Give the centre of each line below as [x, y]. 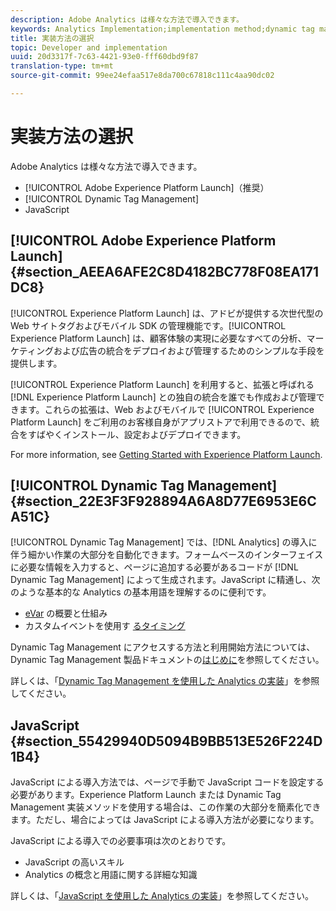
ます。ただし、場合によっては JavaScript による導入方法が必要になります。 [165, 820]
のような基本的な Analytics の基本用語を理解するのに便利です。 [141, 592]
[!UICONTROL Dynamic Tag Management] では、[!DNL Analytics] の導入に [164, 542]
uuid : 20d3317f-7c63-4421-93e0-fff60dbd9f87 [104, 57]
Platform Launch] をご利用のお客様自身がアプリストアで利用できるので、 [161, 422]
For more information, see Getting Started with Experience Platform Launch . [166, 454]
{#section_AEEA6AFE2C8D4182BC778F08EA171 [165, 272]
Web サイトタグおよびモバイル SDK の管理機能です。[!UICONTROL [148, 325]
